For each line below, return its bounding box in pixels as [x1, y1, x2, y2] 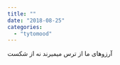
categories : [7, 23, 43, 30]
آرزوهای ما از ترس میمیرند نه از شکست [7, 49, 113, 58]
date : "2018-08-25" [7, 17, 65, 24]
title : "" [7, 10, 37, 18]
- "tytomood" [13, 30, 53, 37]
